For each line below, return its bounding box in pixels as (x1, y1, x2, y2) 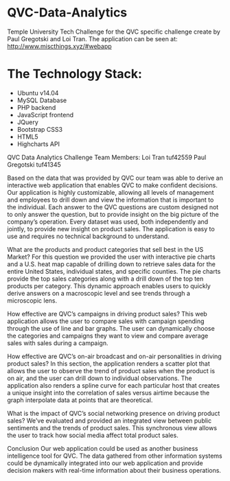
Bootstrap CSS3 (16, 125, 63, 133)
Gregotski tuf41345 (7, 160, 62, 169)
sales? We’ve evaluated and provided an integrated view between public (7, 417, 211, 425)
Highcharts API (16, 139, 60, 148)
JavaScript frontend (16, 110, 74, 119)
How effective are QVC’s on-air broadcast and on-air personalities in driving (7, 352, 222, 360)
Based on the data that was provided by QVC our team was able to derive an (7, 174, 223, 182)
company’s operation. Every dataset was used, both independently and (7, 218, 209, 226)
